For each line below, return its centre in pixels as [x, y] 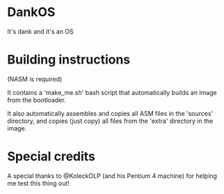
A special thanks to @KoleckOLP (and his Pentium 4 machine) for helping [112, 176]
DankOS [31, 12]
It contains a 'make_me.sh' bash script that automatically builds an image [112, 92]
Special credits [51, 157]
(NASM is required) [35, 79]
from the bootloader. [37, 100]
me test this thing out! [38, 183]
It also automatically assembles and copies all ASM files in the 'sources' [110, 113]
